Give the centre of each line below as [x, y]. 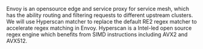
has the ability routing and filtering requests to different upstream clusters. [100, 15]
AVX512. [17, 41]
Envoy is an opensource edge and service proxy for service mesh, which [98, 9]
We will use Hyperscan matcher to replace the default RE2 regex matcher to [101, 21]
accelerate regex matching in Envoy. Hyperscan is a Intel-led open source [99, 28]
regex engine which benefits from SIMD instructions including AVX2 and [97, 34]
